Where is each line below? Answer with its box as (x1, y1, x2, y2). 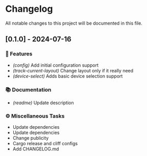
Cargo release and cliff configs (12, 141, 78, 147)
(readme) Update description (12, 100, 74, 106)
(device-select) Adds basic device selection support (12, 73, 123, 79)
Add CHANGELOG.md (12, 146, 59, 152)
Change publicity (12, 135, 49, 141)
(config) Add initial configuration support (12, 62, 99, 68)
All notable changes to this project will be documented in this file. (5, 20, 143, 26)
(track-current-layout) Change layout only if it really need (12, 67, 134, 73)
